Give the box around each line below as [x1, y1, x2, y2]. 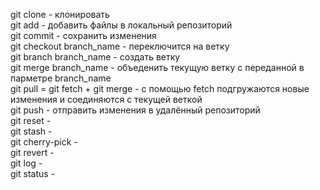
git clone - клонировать [10, 9, 110, 20]
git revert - [10, 147, 55, 158]
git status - [10, 168, 56, 179]
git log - [10, 157, 43, 169]
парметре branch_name [10, 72, 112, 84]
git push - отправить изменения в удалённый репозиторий [10, 104, 261, 116]
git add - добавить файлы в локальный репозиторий [10, 19, 233, 31]
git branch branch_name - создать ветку [10, 51, 181, 63]
